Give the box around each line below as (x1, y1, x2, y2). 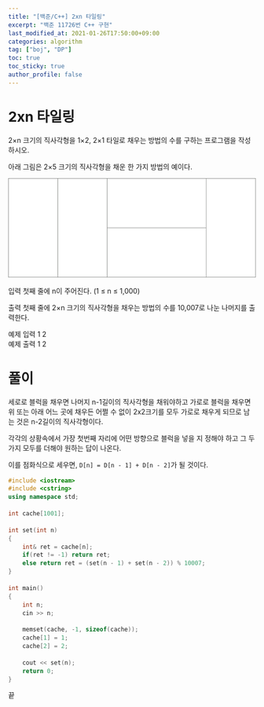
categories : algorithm (8, 38, 82, 46)
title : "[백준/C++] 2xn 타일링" (8, 13, 106, 20)
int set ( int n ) (8, 526, 58, 534)
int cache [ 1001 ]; (8, 510, 65, 518)
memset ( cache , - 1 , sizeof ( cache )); (22, 625, 139, 634)
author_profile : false (8, 71, 82, 79)
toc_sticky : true (8, 63, 65, 71)
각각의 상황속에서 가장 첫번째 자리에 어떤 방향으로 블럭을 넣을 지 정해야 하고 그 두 (8, 433, 255, 443)
